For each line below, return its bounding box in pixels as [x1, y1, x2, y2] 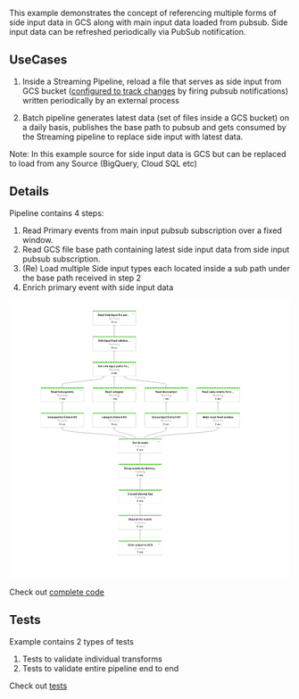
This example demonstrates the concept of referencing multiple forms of [9, 8, 277, 18]
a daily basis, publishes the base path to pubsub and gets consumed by [21, 121, 287, 132]
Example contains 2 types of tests [9, 636, 135, 646]
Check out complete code [9, 587, 104, 597]
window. [21, 234, 54, 245]
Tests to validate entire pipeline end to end [21, 662, 179, 673]
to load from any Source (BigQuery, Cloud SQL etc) [9, 158, 198, 169]
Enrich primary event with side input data [21, 281, 174, 293]
